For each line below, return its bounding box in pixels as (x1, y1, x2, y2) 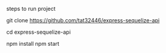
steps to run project (6, 5, 56, 12)
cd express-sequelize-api (6, 28, 71, 36)
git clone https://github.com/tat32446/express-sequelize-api (6, 17, 160, 23)
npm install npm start (6, 40, 60, 47)
